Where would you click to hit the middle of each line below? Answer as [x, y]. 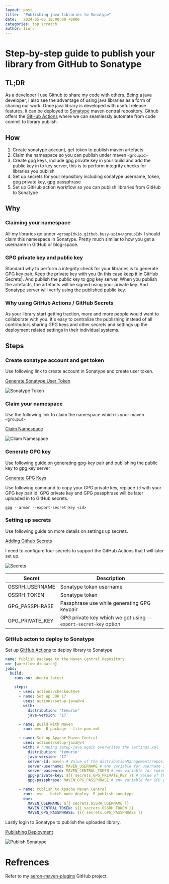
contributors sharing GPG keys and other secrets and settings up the [76, 325]
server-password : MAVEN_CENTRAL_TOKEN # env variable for [90, 771]
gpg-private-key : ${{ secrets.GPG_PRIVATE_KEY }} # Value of [93, 776]
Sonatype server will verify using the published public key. [66, 290]
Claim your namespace [34, 404]
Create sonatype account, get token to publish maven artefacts [78, 150]
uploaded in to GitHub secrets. [37, 498]
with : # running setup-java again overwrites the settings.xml [91, 747]
